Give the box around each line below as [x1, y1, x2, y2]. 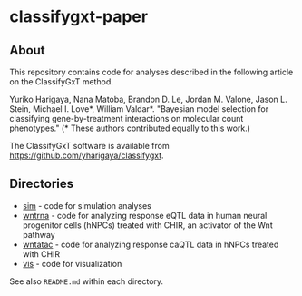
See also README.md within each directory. [9, 275, 164, 287]
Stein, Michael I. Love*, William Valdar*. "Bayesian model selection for [9, 104, 269, 114]
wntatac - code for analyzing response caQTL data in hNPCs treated [22, 239, 279, 250]
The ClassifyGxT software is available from [9, 141, 170, 151]
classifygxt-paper [9, 6, 148, 27]
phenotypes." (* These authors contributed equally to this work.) [9, 123, 251, 133]
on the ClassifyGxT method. [9, 76, 113, 87]
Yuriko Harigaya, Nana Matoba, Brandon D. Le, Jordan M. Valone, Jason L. [9, 94, 287, 104]
